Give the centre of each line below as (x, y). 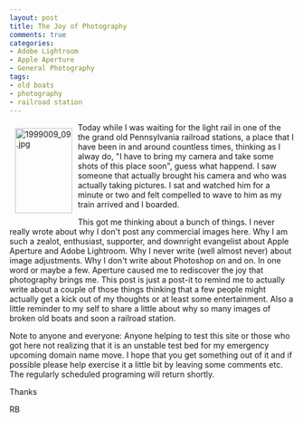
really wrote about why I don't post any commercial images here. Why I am (148, 232)
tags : (19, 77)
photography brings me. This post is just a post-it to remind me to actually (147, 280)
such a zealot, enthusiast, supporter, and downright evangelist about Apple (149, 242)
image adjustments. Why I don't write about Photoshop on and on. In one (146, 261)
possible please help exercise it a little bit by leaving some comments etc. (146, 365)
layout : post (34, 18)
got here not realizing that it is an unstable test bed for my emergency (139, 346)
